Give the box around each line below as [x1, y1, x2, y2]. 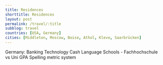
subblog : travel [5, 26, 39, 31]
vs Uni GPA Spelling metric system [5, 54, 76, 60]
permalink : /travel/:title [5, 21, 61, 26]
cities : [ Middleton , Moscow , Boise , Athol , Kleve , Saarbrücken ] [5, 35, 142, 40]
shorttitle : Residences [5, 12, 55, 17]
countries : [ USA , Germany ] [5, 30, 61, 35]
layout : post [5, 16, 32, 21]
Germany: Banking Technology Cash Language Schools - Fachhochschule [5, 48, 158, 55]
